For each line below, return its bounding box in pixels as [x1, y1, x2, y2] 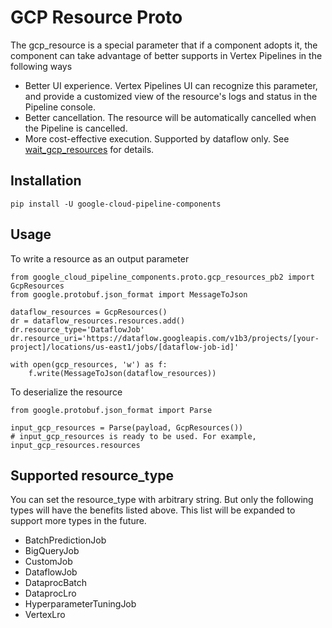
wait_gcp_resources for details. [24, 143, 155, 155]
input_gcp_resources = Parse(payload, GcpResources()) [10, 422, 244, 433]
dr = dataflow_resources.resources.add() [10, 316, 186, 326]
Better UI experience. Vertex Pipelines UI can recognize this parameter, [24, 79, 318, 91]
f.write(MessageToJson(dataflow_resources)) [28, 368, 217, 378]
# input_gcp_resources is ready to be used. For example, [10, 431, 257, 441]
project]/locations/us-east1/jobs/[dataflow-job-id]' [10, 342, 240, 352]
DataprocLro [24, 587, 77, 600]
